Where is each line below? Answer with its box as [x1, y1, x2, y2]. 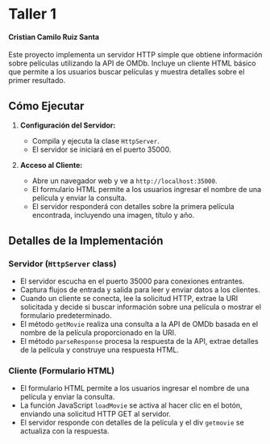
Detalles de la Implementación [8, 233, 164, 247]
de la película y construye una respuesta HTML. [19, 345, 180, 354]
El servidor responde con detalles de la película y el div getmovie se [19, 417, 244, 428]
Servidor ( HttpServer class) [8, 258, 117, 269]
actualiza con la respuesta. [19, 426, 110, 436]
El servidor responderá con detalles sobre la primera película [31, 202, 235, 212]
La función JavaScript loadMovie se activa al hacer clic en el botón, [19, 400, 243, 410]
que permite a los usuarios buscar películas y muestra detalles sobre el [8, 67, 245, 77]
